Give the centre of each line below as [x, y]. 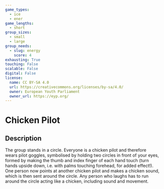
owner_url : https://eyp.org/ [39, 96]
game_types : [17, 10]
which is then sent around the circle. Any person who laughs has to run [77, 176]
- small [17, 37]
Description [23, 138]
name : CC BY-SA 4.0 [29, 82]
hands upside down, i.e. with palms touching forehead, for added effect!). [79, 166]
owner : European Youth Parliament [45, 92]
